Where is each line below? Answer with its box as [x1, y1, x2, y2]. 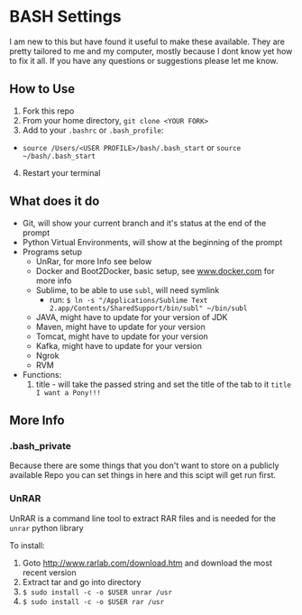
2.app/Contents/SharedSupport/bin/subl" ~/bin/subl [49, 304, 248, 313]
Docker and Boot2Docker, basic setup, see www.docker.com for [35, 265, 275, 276]
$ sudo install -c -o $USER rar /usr [22, 597, 165, 606]
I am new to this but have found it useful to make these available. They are [9, 36, 286, 47]
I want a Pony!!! [35, 388, 102, 398]
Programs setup [22, 246, 83, 257]
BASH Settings [9, 6, 122, 27]
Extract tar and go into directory [22, 576, 142, 587]
